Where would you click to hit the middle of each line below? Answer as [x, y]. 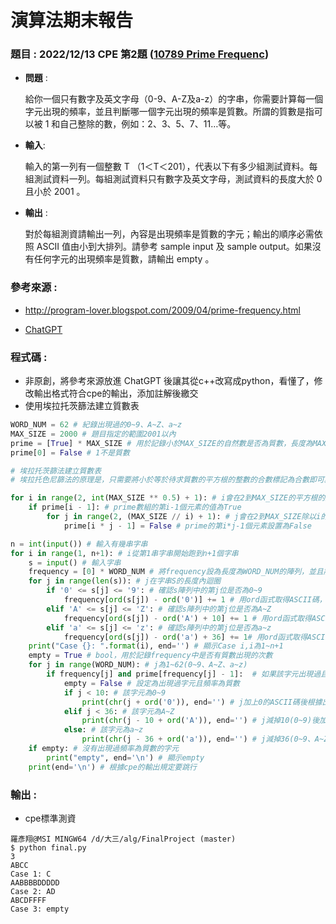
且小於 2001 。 [55, 192]
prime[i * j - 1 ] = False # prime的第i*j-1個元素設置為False [187, 526]
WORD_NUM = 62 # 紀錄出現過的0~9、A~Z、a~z [96, 425]
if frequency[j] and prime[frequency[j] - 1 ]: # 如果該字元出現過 [184, 674]
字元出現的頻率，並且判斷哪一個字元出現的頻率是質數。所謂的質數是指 [169, 112]
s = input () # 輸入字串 [75, 562]
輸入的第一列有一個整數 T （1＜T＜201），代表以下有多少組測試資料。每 [171, 167]
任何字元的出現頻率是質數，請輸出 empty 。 [124, 259]
